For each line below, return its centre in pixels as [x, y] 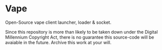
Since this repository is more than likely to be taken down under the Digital [81, 32]
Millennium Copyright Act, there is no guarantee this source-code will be [80, 37]
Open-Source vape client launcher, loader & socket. [58, 22]
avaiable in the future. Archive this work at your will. [58, 42]
